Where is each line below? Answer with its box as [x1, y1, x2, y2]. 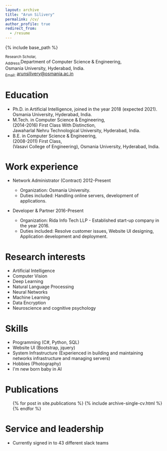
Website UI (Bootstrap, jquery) [12, 345, 76, 351]
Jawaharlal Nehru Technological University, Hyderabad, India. [12, 127, 140, 133]
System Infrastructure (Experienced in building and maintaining [12, 350, 143, 356]
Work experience [5, 161, 79, 172]
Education [5, 89, 49, 101]
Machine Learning [12, 295, 50, 301]
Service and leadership [5, 423, 104, 435]
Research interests [5, 251, 86, 262]
